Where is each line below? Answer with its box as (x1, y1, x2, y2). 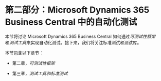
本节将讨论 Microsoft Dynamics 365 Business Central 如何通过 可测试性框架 (5, 33, 156, 39)
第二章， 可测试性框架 (12, 60, 55, 66)
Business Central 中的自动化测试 (5, 16, 137, 28)
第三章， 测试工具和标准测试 (12, 70, 68, 76)
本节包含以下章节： (5, 49, 44, 56)
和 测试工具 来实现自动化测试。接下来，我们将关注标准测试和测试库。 (5, 39, 142, 45)
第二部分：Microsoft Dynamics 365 (5, 4, 150, 16)
